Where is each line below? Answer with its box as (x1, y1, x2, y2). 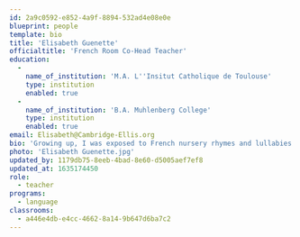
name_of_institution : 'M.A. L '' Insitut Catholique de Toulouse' (25, 72, 272, 81)
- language (17, 197, 59, 207)
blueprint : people (9, 22, 78, 31)
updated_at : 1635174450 (9, 164, 99, 173)
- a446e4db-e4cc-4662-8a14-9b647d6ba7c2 (17, 214, 171, 223)
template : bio (9, 30, 63, 39)
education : (9, 55, 50, 64)
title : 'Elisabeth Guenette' (9, 38, 119, 48)
